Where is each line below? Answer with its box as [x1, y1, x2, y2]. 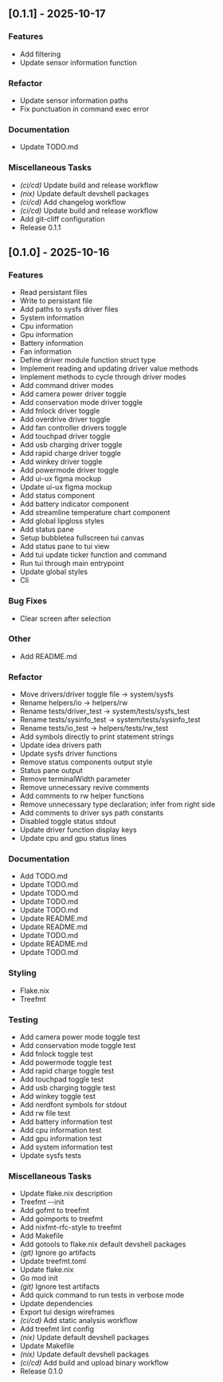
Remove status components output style [19, 757, 153, 767]
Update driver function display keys [19, 825, 137, 834]
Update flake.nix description [19, 1188, 113, 1199]
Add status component [19, 491, 96, 501]
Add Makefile [19, 1231, 64, 1241]
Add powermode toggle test [19, 1058, 112, 1067]
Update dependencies [19, 1299, 93, 1309]
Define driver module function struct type [19, 355, 157, 365]
